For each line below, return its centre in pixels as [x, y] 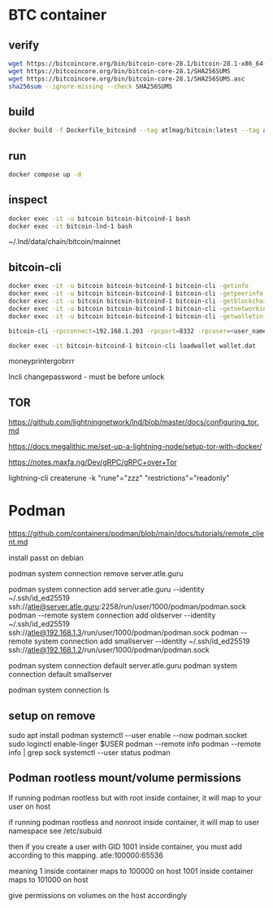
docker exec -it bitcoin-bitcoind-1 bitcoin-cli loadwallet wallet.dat [132, 346]
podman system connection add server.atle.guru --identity [106, 589]
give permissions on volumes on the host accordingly [98, 895]
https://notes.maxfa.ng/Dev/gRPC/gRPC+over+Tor [93, 462]
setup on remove [52, 716]
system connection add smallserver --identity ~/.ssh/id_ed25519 [142, 641]
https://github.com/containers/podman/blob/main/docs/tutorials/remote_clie [136, 534]
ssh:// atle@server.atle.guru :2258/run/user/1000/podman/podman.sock [127, 607]
